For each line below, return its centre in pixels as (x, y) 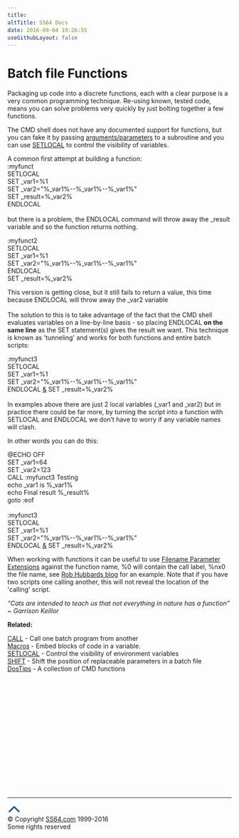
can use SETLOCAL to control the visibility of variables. (88, 145)
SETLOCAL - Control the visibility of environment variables (93, 654)
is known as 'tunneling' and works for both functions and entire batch (109, 337)
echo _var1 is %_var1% (40, 485)
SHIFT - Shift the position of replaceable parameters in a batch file (105, 661)
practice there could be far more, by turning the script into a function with (115, 412)
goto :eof (21, 500)
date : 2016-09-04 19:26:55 (47, 30)
